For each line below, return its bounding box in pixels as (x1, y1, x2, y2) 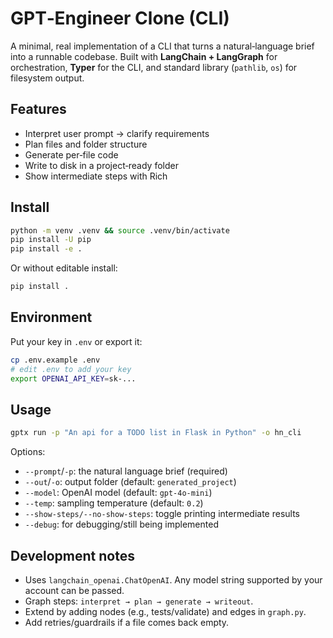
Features (10, 101, 67, 118)
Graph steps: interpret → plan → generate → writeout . (24, 595, 254, 607)
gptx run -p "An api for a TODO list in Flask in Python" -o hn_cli (10, 428, 302, 438)
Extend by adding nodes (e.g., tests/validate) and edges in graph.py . (24, 606, 307, 617)
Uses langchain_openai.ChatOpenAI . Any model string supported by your (24, 574, 323, 586)
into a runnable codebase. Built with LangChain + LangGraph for (10, 50, 278, 62)
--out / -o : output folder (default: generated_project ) (24, 476, 237, 488)
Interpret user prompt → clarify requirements (24, 127, 210, 139)
